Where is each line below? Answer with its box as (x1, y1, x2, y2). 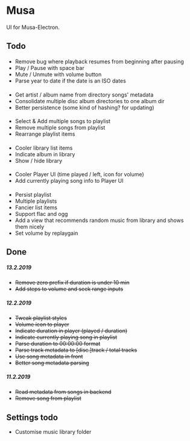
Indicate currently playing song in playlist (14, 334, 118, 341)
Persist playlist (14, 191, 52, 198)
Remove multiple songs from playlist (14, 124, 106, 132)
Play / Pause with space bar (14, 64, 84, 71)
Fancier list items (14, 203, 57, 211)
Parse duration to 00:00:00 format (14, 340, 101, 347)
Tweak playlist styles (14, 314, 68, 322)
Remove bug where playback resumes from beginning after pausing (14, 58, 184, 65)
